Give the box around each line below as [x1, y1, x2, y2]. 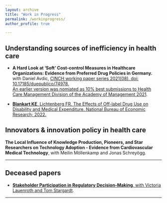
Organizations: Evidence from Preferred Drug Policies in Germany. [12, 70, 153, 76]
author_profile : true [5, 21, 50, 26]
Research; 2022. [12, 111, 47, 117]
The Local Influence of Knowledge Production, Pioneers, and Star [5, 139, 143, 145]
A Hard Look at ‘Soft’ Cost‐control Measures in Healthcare [12, 65, 136, 71]
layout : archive [5, 7, 39, 12]
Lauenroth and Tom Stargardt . [12, 187, 75, 193]
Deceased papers [5, 169, 61, 177]
